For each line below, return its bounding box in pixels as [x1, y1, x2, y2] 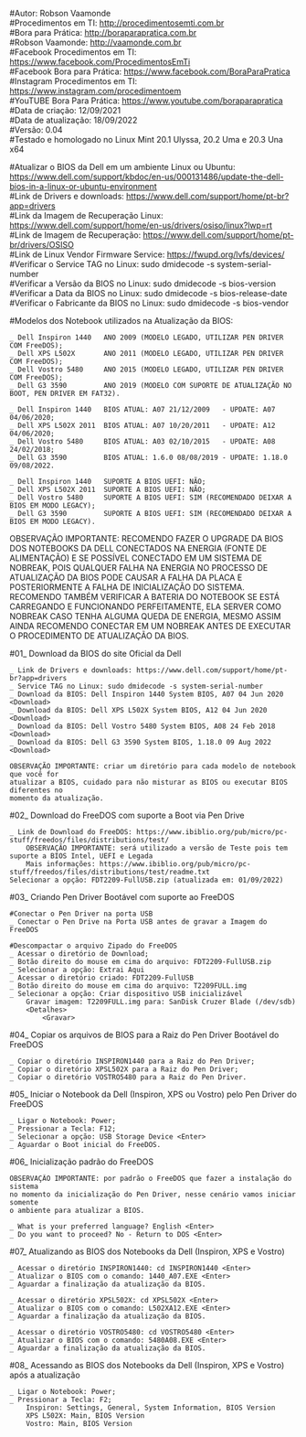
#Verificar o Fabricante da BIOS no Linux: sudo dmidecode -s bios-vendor [9, 297, 290, 308]
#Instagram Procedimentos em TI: [9, 76, 138, 86]
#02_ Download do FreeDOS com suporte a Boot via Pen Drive [9, 810, 245, 820]
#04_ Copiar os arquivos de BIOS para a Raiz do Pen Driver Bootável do [9, 1029, 280, 1040]
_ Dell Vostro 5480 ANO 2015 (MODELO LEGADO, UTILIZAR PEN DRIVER [9, 365, 284, 374]
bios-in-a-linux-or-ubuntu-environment [9, 181, 157, 191]
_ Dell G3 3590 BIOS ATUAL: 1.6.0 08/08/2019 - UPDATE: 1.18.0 [9, 453, 288, 462]
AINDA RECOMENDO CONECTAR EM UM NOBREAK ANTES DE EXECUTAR [9, 621, 290, 631]
